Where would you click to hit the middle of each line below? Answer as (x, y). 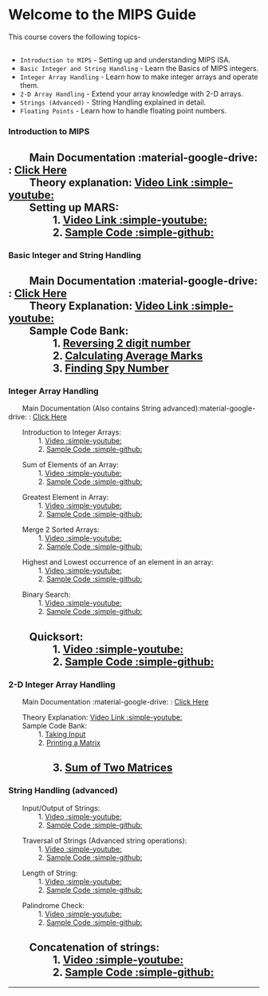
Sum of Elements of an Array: (71, 465)
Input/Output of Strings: (61, 808)
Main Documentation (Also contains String (92, 408)
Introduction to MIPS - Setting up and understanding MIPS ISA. (125, 60)
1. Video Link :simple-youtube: (130, 220)
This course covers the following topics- (75, 37)
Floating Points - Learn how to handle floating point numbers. (123, 111)
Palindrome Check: (54, 905)
